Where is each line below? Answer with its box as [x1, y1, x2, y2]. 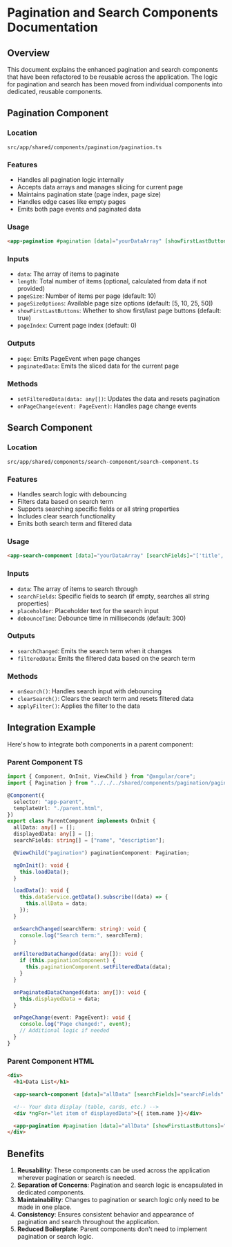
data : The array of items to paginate [17, 270, 119, 278]
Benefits [7, 1147, 45, 1159]
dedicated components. [17, 1188, 85, 1197]
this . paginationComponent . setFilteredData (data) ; [25, 964, 171, 971]
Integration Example [7, 722, 96, 733]
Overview [7, 47, 50, 59]
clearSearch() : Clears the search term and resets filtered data [17, 695, 194, 703]
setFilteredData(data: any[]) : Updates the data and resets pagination [17, 395, 220, 403]
